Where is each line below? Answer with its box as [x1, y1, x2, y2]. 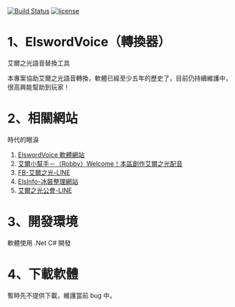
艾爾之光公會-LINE [17, 186, 73, 194]
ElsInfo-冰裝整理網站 [17, 177, 78, 185]
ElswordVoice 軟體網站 [17, 150, 85, 159]
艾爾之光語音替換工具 [7, 58, 70, 67]
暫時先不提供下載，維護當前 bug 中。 [7, 291, 116, 299]
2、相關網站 [7, 110, 78, 127]
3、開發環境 [7, 214, 78, 230]
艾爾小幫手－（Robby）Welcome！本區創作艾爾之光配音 [17, 159, 183, 167]
